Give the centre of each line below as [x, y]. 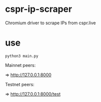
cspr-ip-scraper [39, 9]
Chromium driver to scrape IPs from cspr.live [50, 23]
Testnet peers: [20, 84]
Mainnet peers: [20, 65]
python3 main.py [22, 56]
